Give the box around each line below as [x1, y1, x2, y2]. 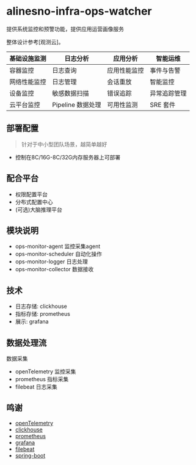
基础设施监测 [9, 54, 47, 62]
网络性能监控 [9, 78, 47, 86]
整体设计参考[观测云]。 [6, 38, 64, 45]
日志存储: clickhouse [15, 302, 67, 310]
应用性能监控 [107, 66, 145, 75]
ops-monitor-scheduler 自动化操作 [15, 251, 103, 258]
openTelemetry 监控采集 [15, 368, 76, 375]
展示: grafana [15, 318, 49, 325]
